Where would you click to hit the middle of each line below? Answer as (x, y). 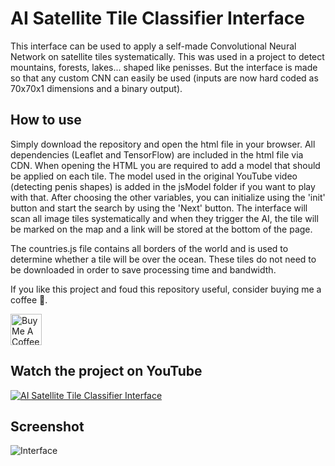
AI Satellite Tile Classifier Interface (157, 18)
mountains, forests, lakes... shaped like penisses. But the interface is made (164, 67)
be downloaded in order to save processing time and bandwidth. (143, 269)
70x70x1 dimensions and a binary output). (96, 88)
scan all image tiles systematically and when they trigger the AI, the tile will (164, 218)
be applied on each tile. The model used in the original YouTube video (154, 176)
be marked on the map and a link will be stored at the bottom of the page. (161, 229)
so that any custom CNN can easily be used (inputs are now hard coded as (164, 78)
